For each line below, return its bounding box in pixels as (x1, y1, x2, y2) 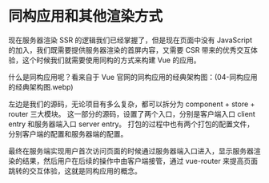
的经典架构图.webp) (8, 82, 74, 92)
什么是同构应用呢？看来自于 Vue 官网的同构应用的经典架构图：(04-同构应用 (8, 72, 258, 82)
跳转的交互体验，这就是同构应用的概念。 (8, 165, 142, 176)
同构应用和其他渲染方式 (8, 7, 163, 26)
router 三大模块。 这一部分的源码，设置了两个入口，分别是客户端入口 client (8, 109, 256, 118)
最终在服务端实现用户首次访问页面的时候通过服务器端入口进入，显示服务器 (8, 145, 254, 156)
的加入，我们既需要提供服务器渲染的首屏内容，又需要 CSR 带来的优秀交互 (8, 45, 251, 54)
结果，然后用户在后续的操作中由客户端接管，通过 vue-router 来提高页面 (22, 156, 259, 165)
